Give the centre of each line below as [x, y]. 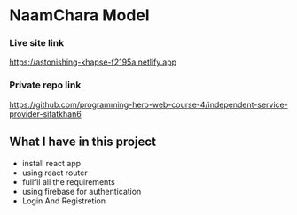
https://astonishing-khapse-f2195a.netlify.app [93, 62]
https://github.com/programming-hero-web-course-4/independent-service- [148, 104]
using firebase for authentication [82, 191]
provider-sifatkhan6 [45, 114]
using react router [55, 173]
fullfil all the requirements [68, 181]
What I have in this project [83, 142]
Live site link [37, 43]
